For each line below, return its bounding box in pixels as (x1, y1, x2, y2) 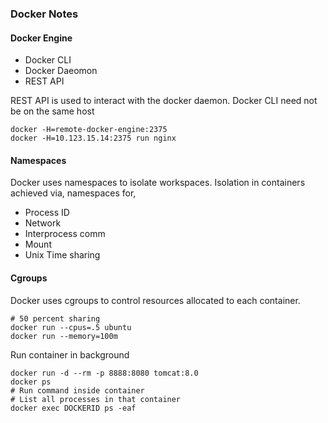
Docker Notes (10, 7, 79, 21)
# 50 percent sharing (10, 313, 101, 324)
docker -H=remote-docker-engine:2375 (10, 125, 168, 135)
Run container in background (10, 348, 130, 361)
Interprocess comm (24, 228, 106, 240)
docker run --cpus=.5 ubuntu (10, 322, 132, 332)
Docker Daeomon (24, 65, 98, 77)
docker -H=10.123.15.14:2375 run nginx (10, 133, 177, 144)
